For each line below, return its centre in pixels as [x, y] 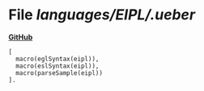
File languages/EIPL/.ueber [102, 15]
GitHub [21, 37]
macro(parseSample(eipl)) [59, 73]
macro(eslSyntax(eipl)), [57, 66]
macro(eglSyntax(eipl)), [57, 59]
